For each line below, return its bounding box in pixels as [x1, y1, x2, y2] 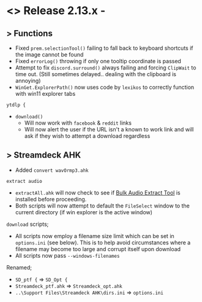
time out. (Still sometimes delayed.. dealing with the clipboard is [15, 71, 176, 77]
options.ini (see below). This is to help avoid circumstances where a [15, 239, 191, 246]
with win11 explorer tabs [15, 90, 76, 97]
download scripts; [6, 220, 49, 228]
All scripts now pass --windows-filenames [15, 252, 120, 259]
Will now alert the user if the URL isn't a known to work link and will [24, 126, 194, 133]
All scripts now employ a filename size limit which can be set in [15, 232, 174, 239]
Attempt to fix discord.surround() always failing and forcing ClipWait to [15, 64, 196, 71]
